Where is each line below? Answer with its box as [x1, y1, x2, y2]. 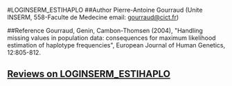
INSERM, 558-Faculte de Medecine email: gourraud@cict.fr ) [7, 13, 179, 21]
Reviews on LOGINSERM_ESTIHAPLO [7, 68, 171, 80]
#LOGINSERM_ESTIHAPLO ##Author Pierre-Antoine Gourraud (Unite [7, 6, 203, 14]
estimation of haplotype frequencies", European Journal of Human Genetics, [7, 41, 226, 49]
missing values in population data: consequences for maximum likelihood [7, 34, 216, 42]
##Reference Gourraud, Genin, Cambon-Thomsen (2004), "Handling [7, 27, 203, 34]
